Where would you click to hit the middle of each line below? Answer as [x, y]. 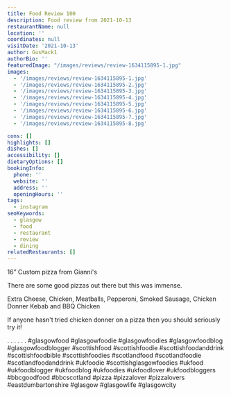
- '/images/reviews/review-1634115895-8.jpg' [80, 123]
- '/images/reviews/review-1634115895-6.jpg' [80, 110]
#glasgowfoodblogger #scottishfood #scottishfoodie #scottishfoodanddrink [115, 348]
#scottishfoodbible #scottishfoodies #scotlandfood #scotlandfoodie [104, 356]
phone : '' [27, 174]
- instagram [31, 207]
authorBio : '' [28, 59]
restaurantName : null [38, 26]
